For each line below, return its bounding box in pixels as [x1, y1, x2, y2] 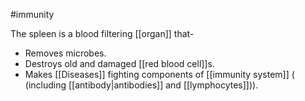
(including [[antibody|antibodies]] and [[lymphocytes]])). [24, 79, 259, 91]
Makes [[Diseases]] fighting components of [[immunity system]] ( [24, 69, 295, 80]
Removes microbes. [24, 47, 107, 59]
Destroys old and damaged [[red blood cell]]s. [24, 58, 215, 69]
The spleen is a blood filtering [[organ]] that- [10, 28, 195, 39]
